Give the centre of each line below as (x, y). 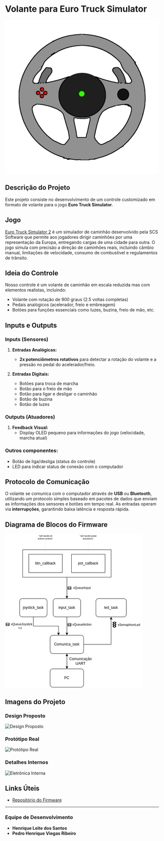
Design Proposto (25, 716)
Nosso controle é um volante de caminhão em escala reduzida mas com (78, 285)
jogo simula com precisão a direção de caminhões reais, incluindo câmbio (80, 247)
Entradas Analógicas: (34, 350)
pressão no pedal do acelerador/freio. (58, 365)
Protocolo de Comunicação (47, 482)
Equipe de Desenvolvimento (39, 818)
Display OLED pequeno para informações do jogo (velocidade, (82, 433)
